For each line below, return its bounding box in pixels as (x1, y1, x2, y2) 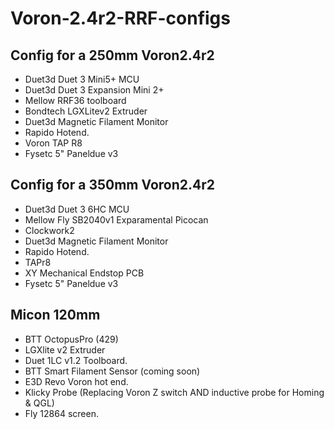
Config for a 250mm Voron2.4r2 (10, 47, 215, 64)
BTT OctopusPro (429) (24, 333, 119, 345)
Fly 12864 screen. (24, 407, 99, 419)
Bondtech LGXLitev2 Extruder (24, 105, 148, 117)
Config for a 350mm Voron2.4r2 (10, 177, 215, 194)
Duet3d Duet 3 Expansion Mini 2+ (24, 84, 165, 96)
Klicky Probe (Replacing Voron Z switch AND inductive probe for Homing (24, 386, 325, 398)
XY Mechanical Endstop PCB (24, 267, 145, 279)
